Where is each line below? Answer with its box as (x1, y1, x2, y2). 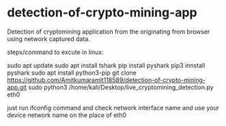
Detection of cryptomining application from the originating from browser (7, 27, 210, 36)
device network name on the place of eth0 (7, 111, 127, 119)
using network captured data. (7, 34, 90, 42)
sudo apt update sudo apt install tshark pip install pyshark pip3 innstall (7, 61, 206, 69)
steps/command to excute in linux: (7, 48, 104, 56)
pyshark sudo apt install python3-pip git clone (7, 68, 137, 77)
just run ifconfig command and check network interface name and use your (7, 103, 220, 112)
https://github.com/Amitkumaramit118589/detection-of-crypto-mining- (7, 75, 206, 84)
